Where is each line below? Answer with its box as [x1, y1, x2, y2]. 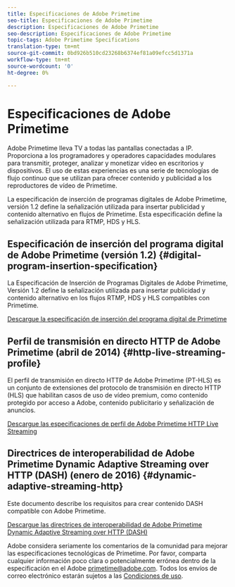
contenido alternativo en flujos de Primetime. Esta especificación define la [7, 210, 223, 218]
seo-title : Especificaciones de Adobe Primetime [7, 17, 153, 24]
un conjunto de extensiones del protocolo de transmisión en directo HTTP [7, 383, 222, 392]
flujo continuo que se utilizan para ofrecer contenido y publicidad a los [7, 174, 212, 183]
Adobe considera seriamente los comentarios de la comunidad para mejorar [7, 541, 228, 550]
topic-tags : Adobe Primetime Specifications [7, 37, 140, 44]
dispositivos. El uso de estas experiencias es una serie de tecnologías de [7, 166, 220, 175]
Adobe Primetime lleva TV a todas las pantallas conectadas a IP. [7, 144, 193, 152]
